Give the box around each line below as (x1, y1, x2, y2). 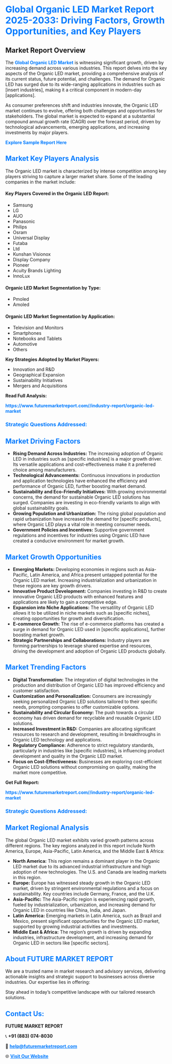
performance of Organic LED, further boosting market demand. (12, 483, 146, 489)
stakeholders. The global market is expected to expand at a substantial (5, 113, 155, 119)
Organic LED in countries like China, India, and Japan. (12, 907, 127, 913)
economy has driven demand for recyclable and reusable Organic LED (12, 715, 162, 721)
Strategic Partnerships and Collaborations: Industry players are (12, 637, 150, 643)
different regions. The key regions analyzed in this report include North (5, 842, 156, 848)
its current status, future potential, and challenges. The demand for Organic (5, 76, 165, 82)
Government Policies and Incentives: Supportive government (12, 527, 145, 533)
